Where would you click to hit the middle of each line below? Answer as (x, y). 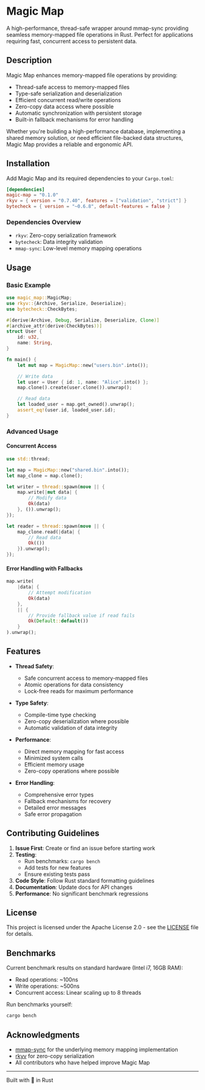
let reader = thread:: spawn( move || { (56, 526)
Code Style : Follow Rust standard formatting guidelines (85, 880)
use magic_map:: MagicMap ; (39, 298)
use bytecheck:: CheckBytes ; (42, 309)
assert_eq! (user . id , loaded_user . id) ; (67, 410)
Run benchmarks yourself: (40, 1004)
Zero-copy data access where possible (64, 106)
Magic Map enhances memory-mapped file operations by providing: (92, 75)
